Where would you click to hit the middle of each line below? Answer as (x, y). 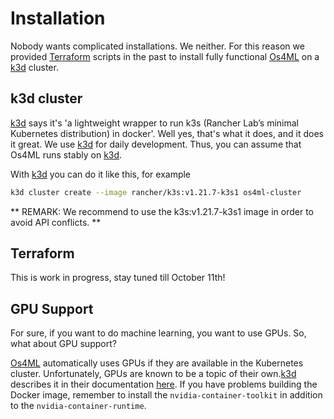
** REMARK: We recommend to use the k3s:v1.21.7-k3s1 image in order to (162, 211)
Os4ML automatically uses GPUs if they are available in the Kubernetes (157, 363)
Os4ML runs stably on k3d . (66, 154)
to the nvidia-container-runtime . (78, 406)
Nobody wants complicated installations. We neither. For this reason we (157, 46)
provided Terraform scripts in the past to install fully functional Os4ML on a (165, 56)
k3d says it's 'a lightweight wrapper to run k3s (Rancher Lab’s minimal (155, 123)
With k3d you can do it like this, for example (101, 174)
